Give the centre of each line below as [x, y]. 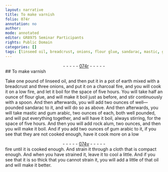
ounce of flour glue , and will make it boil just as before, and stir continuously [84, 97]
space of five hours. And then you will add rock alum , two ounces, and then [83, 123]
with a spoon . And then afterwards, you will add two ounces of [70, 102]
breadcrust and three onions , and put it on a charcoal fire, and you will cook [83, 86]
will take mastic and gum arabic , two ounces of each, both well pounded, [80, 112]
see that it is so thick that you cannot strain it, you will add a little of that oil [82, 159]
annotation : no [21, 24]
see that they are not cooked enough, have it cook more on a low [72, 134]
